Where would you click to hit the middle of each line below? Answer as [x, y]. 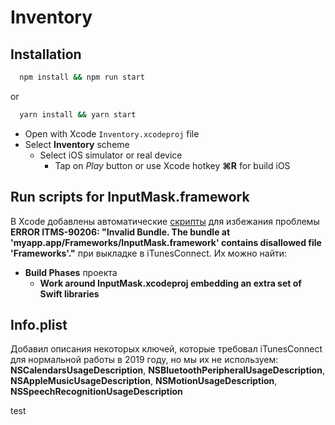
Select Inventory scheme [77, 144]
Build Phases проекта [71, 272]
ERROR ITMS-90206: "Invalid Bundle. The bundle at [120, 232]
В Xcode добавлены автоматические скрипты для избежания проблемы [165, 221]
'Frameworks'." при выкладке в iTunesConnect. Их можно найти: [149, 253]
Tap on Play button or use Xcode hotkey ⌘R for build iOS [172, 165]
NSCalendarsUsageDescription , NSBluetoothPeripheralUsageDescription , [167, 370]
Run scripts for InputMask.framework [130, 197]
